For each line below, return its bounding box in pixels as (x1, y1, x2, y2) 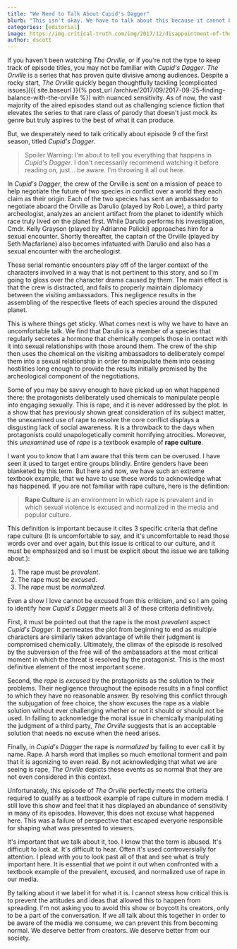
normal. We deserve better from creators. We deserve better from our (7, 926, 210, 935)
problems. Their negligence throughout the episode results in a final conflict (7, 684, 228, 693)
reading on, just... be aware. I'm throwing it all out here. (24, 166, 186, 174)
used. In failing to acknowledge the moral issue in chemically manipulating (7, 714, 224, 722)
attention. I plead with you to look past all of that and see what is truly (7, 852, 209, 861)
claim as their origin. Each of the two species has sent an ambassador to (7, 195, 219, 203)
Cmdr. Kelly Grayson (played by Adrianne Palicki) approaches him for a (7, 225, 214, 233)
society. (7, 933, 30, 943)
